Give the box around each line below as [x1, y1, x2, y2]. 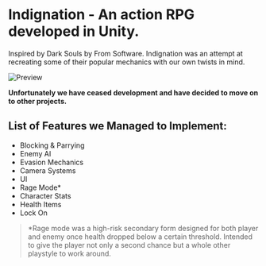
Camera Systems [19, 165, 76, 175]
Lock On [19, 208, 48, 218]
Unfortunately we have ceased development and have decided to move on [8, 87, 259, 97]
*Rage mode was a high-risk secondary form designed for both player [27, 223, 259, 233]
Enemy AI [19, 148, 52, 158]
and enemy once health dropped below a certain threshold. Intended [27, 232, 253, 241]
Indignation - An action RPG [8, 6, 195, 24]
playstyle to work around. [27, 249, 111, 258]
